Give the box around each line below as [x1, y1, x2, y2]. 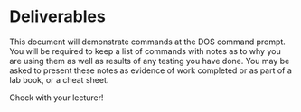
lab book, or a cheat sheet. [9, 74, 109, 85]
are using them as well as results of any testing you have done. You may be [9, 55, 290, 66]
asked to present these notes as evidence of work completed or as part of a [9, 65, 292, 76]
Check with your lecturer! [9, 92, 104, 103]
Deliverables [9, 6, 106, 27]
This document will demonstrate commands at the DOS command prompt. [9, 36, 287, 47]
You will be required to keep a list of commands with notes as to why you [9, 45, 282, 56]
